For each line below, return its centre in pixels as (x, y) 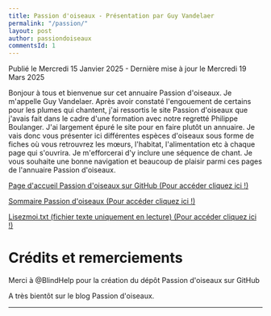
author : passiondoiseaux (50, 38)
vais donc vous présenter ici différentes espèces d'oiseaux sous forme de (131, 136)
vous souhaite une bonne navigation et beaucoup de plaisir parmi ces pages (135, 161)
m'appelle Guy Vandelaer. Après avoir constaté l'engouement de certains (130, 102)
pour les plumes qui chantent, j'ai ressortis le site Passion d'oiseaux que (128, 110)
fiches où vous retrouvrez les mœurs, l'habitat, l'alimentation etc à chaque (132, 144)
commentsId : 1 (32, 46)
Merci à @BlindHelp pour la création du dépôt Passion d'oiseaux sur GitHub (134, 281)
